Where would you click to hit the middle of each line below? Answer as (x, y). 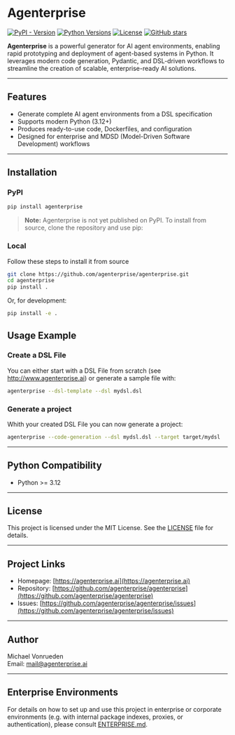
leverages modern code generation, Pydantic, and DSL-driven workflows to (116, 60)
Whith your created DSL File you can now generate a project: (95, 424)
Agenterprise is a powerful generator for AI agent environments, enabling (114, 46)
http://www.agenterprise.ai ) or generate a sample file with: (92, 378)
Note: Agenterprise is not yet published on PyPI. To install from (115, 220)
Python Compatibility (55, 466)
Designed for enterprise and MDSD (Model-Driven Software (104, 136)
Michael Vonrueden (35, 656)
